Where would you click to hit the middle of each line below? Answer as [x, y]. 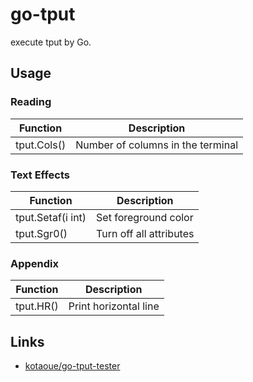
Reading [31, 102]
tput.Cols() [41, 145]
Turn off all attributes [145, 233]
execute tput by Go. [51, 42]
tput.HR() [37, 306]
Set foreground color [145, 217]
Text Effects [40, 175]
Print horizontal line [114, 306]
